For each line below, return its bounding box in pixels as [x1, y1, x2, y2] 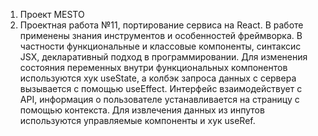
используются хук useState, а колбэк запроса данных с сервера [19, 72, 297, 84]
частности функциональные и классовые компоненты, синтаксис [19, 40, 302, 52]
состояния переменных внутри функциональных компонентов [19, 62, 288, 73]
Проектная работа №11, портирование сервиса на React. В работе [19, 19, 304, 31]
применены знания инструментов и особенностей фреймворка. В [19, 30, 303, 41]
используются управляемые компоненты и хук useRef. [19, 115, 256, 126]
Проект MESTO [19, 9, 85, 20]
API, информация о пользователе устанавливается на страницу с [19, 94, 300, 105]
